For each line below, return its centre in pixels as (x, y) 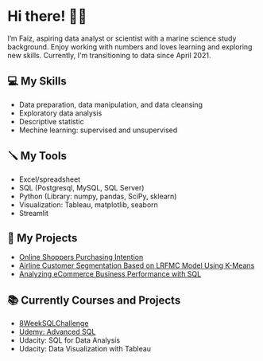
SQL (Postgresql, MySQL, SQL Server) (81, 187)
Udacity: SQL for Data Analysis (70, 340)
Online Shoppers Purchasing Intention (81, 257)
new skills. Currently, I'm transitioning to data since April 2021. (109, 55)
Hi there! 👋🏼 (47, 16)
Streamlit (34, 213)
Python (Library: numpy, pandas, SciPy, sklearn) (98, 196)
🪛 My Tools (37, 156)
